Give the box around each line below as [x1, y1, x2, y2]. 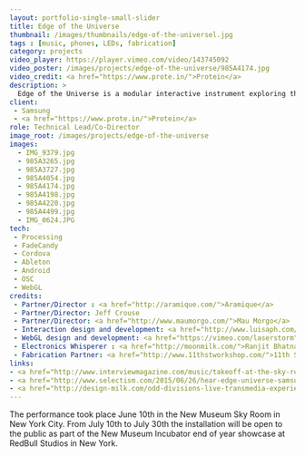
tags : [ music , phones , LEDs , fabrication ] [9, 38, 177, 48]
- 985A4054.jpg [17, 173, 75, 182]
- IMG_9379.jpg [17, 148, 75, 157]
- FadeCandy [13, 241, 59, 250]
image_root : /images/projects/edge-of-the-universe [9, 131, 209, 141]
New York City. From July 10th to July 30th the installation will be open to [9, 419, 283, 430]
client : [9, 97, 39, 107]
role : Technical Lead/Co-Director [9, 123, 141, 132]
